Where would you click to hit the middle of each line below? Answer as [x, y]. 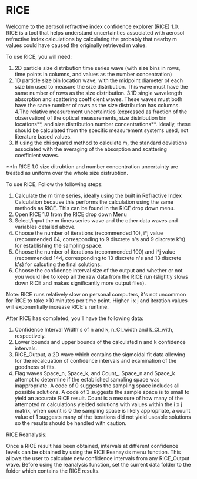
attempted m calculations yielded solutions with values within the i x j [98, 404]
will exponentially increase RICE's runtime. [57, 306]
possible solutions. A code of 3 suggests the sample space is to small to [102, 392]
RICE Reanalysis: [26, 434]
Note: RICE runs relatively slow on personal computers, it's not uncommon [96, 294]
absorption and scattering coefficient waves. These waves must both [98, 99]
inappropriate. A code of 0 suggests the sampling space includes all [97, 386]
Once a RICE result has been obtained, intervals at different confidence [92, 446]
